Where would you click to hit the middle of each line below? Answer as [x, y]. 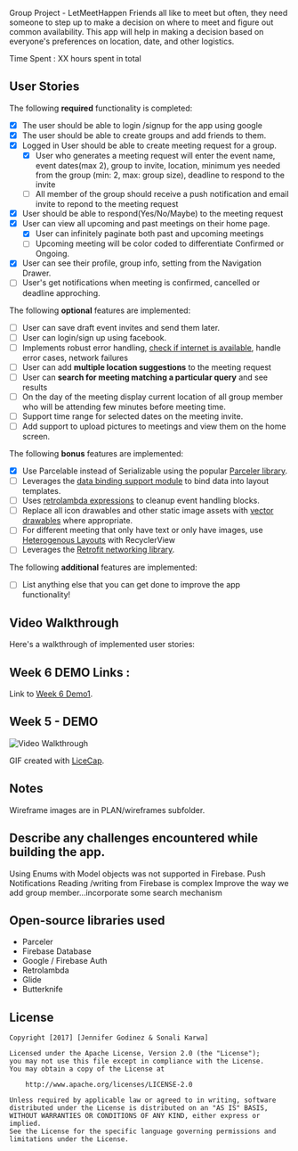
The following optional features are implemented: [100, 310]
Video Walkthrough [64, 623]
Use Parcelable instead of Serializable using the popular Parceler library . [155, 471]
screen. [36, 436]
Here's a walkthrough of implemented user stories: [102, 645]
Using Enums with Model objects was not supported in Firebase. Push [137, 874]
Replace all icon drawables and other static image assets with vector [148, 511]
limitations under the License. [69, 1139]
